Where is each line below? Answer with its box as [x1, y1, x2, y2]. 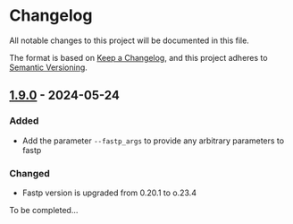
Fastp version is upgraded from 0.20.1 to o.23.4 [21, 187, 197, 198]
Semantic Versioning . [9, 62, 88, 73]
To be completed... [9, 204, 79, 215]
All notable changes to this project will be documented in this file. [9, 35, 250, 46]
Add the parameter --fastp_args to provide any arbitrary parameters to [21, 135, 284, 146]
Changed [9, 167, 51, 179]
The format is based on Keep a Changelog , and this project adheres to [9, 52, 268, 63]
